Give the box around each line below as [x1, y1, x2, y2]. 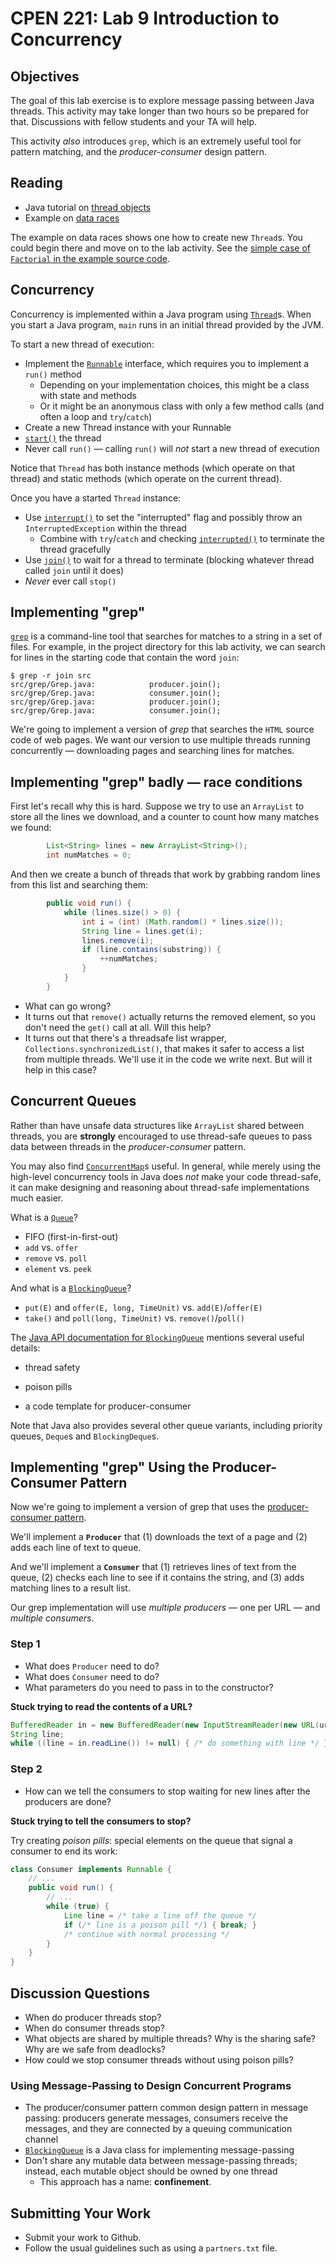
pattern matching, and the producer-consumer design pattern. [10, 146, 268, 157]
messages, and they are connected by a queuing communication [24, 2123, 293, 2135]
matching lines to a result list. [10, 1582, 131, 1594]
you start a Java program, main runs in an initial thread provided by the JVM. [10, 318, 324, 331]
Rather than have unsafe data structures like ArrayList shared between [10, 1119, 305, 1131]
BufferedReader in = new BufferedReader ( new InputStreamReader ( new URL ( [10, 1720, 320, 1730]
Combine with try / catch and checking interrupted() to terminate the [39, 532, 325, 544]
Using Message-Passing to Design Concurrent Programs [10, 2078, 292, 2092]
